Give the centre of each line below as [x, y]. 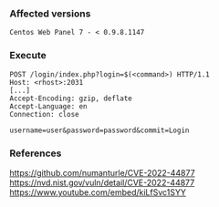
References [36, 153]
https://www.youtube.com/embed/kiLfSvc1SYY [98, 192]
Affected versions [50, 14]
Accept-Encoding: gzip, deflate [71, 98]
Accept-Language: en [49, 106]
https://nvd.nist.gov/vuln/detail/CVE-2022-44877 [102, 182]
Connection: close [44, 114]
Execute [28, 56]
